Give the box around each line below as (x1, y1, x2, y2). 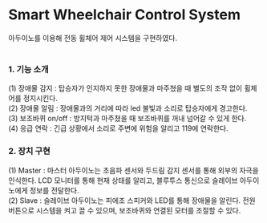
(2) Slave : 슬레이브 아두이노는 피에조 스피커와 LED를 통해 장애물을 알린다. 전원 (8, 195, 256, 205)
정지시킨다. (22, 94, 59, 103)
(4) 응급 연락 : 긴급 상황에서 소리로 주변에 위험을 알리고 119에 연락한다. (8, 124, 229, 133)
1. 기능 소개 (8, 63, 49, 75)
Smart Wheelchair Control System (8, 6, 241, 24)
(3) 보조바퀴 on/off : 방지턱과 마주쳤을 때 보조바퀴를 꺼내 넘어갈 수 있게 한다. (8, 114, 247, 124)
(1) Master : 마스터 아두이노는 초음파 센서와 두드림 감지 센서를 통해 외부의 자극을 (8, 165, 259, 175)
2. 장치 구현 (8, 146, 51, 157)
